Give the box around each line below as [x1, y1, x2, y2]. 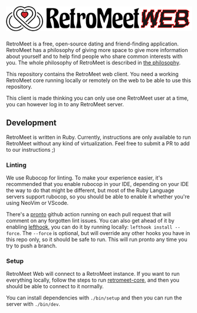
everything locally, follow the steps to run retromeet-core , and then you [6, 276, 180, 283]
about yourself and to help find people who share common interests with [6, 53, 183, 60]
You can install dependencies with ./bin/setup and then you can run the [6, 294, 182, 301]
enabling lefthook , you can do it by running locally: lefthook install [6, 223, 173, 230]
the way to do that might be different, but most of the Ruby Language [6, 187, 175, 194]
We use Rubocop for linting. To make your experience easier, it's [6, 174, 163, 181]
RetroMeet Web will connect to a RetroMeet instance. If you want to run [6, 270, 180, 278]
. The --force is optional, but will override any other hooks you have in [19, 230, 191, 237]
